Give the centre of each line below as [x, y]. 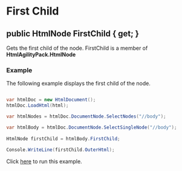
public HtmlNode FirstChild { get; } [73, 34]
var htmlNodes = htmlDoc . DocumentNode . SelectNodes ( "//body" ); [86, 116]
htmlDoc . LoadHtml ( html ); [37, 106]
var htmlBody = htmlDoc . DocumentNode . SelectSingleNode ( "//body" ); [92, 127]
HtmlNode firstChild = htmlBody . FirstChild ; [63, 139]
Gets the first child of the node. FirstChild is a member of [77, 48]
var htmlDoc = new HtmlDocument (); [51, 100]
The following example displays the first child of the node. [79, 84]
